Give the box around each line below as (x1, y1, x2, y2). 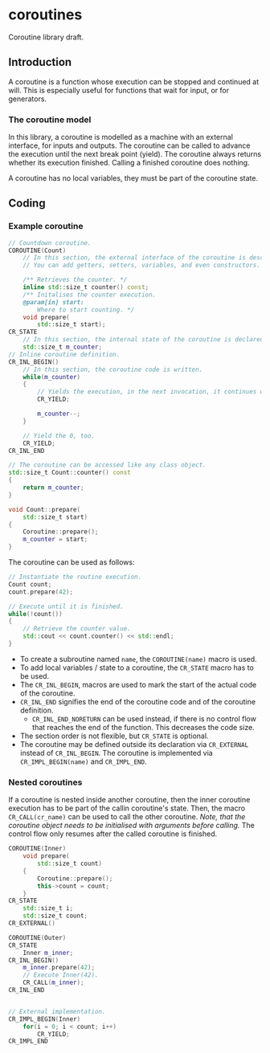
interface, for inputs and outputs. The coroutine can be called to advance (8, 141, 251, 150)
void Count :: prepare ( (8, 505, 81, 513)
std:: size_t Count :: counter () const (8, 468, 131, 477)
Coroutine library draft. (8, 32, 84, 42)
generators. (8, 94, 47, 104)
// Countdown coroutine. (8, 239, 92, 247)
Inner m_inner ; (22, 949, 74, 957)
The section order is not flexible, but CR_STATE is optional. (19, 731, 209, 741)
